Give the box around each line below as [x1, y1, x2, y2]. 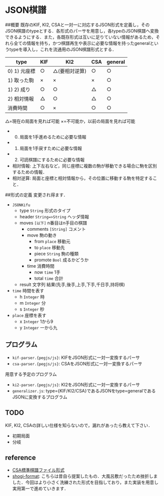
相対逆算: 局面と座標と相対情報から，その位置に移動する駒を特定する [12, 175, 153, 181]
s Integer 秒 [19, 306, 44, 312]
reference [5, 453, 36, 461]
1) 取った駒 [7, 77, 34, 84]
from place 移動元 [34, 238, 70, 244]
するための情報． [12, 169, 47, 175]
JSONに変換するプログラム [12, 394, 67, 400]
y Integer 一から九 [19, 324, 58, 330]
